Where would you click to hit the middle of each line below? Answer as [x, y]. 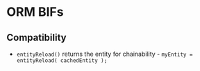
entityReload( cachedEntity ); [62, 61]
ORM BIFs [35, 12]
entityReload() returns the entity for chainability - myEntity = [105, 54]
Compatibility [36, 38]
